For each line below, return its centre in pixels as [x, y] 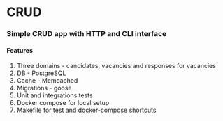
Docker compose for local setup [63, 103]
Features [20, 50]
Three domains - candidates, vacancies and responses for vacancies [116, 66]
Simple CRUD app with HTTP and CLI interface [87, 34]
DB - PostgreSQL [41, 73]
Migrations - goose [44, 88]
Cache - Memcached [47, 81]
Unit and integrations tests [55, 95]
